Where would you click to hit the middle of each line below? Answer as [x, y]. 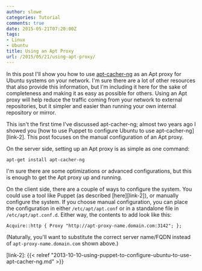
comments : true [25, 23]
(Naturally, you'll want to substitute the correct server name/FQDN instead [99, 237]
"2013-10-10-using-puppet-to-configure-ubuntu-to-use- [121, 255]
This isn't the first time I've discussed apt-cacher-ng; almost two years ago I [101, 124]
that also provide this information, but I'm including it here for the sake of [97, 87]
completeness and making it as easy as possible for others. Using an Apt [97, 93]
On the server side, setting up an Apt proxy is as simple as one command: [98, 148]
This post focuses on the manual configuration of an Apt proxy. [105, 137]
